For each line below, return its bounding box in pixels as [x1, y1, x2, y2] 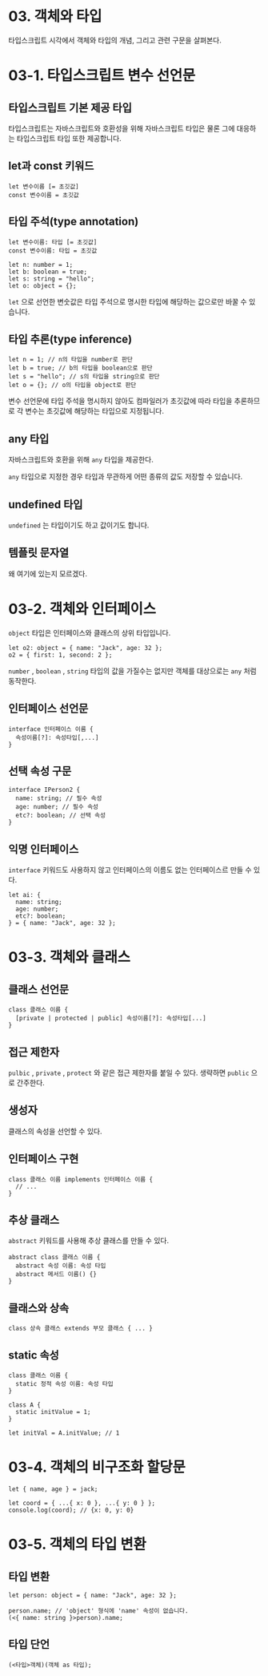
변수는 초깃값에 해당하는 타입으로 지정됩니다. [25, 406, 165, 416]
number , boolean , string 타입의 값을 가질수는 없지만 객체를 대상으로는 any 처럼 [8, 666, 258, 676]
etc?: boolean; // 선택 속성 [15, 811, 106, 820]
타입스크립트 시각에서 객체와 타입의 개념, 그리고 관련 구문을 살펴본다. [8, 35, 222, 45]
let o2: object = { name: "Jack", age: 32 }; [8, 644, 162, 652]
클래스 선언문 [8, 983, 70, 996]
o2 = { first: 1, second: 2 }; [8, 651, 113, 659]
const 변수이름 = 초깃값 [8, 191, 80, 199]
